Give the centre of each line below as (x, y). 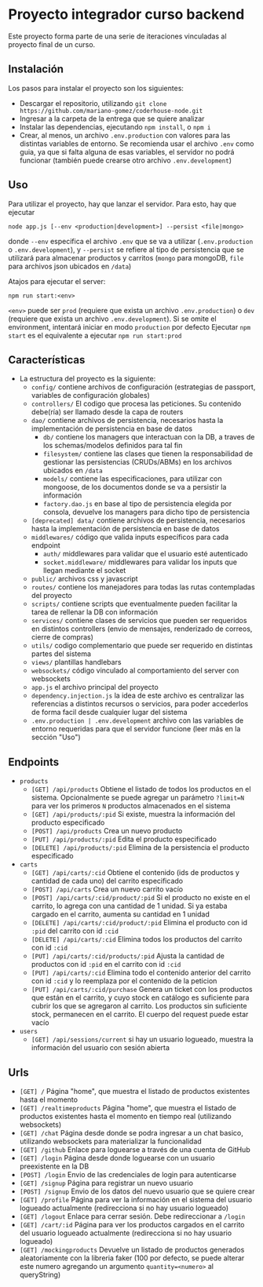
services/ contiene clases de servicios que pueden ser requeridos (139, 621)
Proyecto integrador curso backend (126, 15)
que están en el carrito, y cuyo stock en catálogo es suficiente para (140, 997)
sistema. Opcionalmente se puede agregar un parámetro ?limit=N (138, 797)
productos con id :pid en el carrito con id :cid (106, 964)
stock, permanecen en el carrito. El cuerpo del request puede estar (140, 1015)
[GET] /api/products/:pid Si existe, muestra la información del (133, 815)
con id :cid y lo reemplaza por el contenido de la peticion (124, 981)
